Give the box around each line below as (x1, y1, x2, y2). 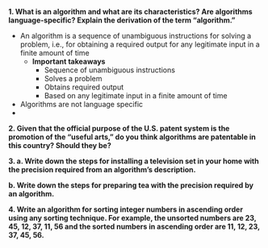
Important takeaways (31, 56, 106, 66)
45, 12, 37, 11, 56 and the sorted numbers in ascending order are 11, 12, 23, (8, 221, 260, 231)
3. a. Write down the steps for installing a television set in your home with (8, 156, 260, 166)
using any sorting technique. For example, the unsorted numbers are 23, (8, 213, 257, 222)
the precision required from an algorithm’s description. (8, 165, 196, 174)
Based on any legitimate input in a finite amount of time (44, 91, 228, 100)
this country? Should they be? (8, 141, 111, 150)
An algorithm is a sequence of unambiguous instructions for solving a (19, 31, 252, 40)
